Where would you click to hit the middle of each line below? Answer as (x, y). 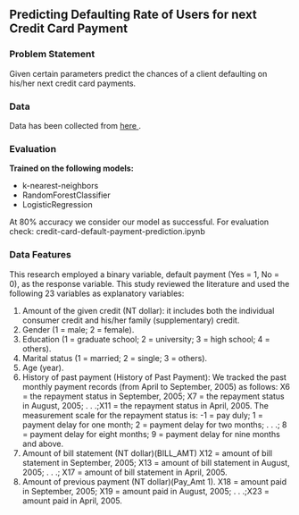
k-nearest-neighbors (60, 186)
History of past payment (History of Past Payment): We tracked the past (154, 377)
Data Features (40, 255)
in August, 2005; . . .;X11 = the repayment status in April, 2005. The (145, 405)
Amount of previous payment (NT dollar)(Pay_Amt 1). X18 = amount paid (154, 481)
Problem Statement (52, 55)
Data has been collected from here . (75, 125)
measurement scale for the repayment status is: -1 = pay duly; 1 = (142, 415)
